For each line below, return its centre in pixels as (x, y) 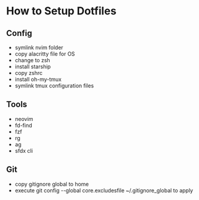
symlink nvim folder (39, 47)
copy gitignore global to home (52, 184)
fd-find (23, 125)
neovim (24, 119)
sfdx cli (24, 150)
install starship (33, 66)
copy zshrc (29, 73)
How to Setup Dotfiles (61, 11)
